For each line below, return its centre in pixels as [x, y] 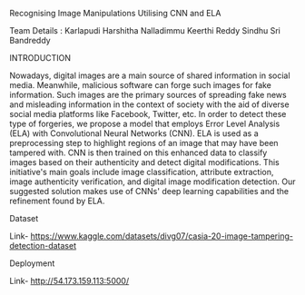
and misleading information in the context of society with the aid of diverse [149, 104]
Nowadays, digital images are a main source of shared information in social [150, 75]
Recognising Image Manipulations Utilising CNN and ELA [115, 13]
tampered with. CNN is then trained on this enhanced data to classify [138, 152]
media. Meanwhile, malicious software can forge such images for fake [141, 85]
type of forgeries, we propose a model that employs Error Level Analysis [145, 123]
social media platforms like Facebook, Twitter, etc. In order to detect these [148, 114]
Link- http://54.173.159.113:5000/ [69, 281]
